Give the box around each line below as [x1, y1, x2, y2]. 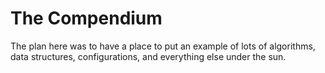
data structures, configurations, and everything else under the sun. [10, 50, 287, 62]
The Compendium [10, 7, 163, 30]
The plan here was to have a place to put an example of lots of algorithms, [10, 40, 316, 52]
